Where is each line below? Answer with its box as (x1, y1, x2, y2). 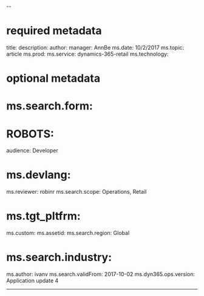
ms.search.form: (6, 99, 93, 113)
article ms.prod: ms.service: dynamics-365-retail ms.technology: (6, 50, 169, 58)
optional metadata (6, 71, 101, 85)
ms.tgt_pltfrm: (6, 209, 81, 223)
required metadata (6, 24, 102, 38)
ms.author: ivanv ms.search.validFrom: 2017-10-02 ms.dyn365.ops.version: (6, 271, 195, 278)
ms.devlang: (6, 168, 71, 182)
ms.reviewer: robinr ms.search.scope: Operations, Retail (6, 188, 147, 196)
